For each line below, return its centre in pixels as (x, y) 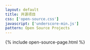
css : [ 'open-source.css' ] (32, 19)
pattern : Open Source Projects (38, 28)
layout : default (22, 10)
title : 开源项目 (20, 14)
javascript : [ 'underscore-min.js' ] (42, 24)
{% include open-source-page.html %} (45, 42)
